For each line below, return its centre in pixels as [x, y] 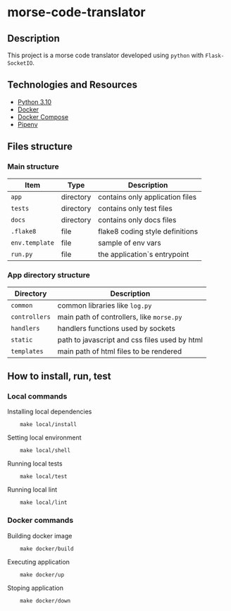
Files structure [40, 146]
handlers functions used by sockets [117, 328]
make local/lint [44, 503]
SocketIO [20, 63]
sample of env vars [130, 243]
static [22, 340]
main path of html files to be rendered [119, 351]
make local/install [49, 425]
